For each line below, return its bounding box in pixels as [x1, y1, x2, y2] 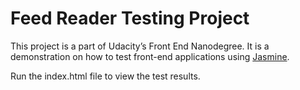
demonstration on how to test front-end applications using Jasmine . [10, 50, 290, 62]
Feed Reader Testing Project [10, 7, 250, 30]
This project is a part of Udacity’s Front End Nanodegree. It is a [10, 40, 270, 52]
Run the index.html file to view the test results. [10, 70, 201, 82]
